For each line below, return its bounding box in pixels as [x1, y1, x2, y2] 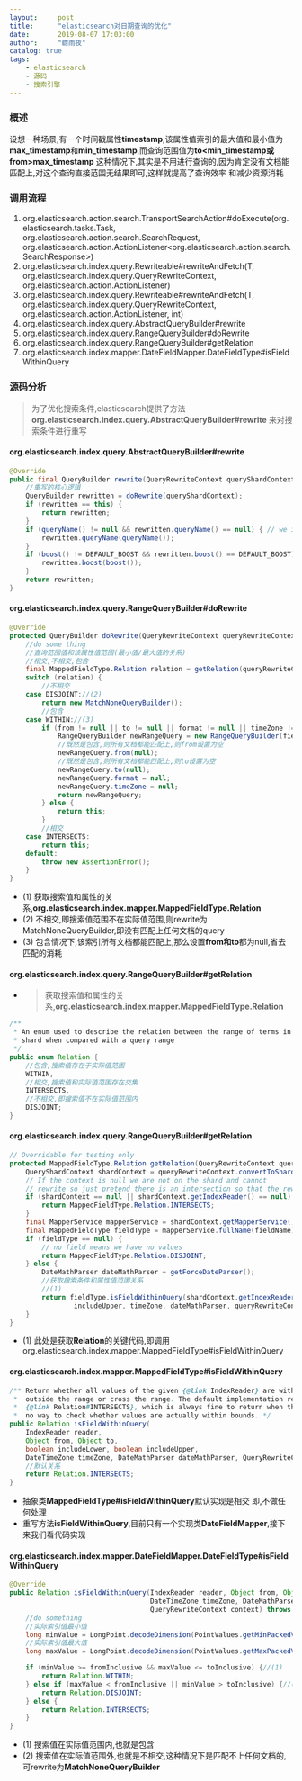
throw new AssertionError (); [41, 857, 151, 867]
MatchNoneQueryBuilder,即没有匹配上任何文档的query [22, 925, 225, 936]
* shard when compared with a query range [13, 1036, 175, 1045]
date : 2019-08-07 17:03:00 [9, 30, 135, 39]
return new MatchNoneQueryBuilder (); [41, 698, 182, 707]
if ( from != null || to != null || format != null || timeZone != [41, 724, 296, 733]
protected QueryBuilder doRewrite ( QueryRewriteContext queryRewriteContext [9, 631, 299, 640]
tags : [9, 55, 30, 64]
